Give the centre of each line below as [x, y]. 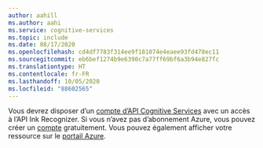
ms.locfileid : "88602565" [50, 89]
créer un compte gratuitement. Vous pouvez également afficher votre [120, 128]
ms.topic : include [38, 37]
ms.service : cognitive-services [61, 30]
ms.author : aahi [35, 23]
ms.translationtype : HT [47, 67]
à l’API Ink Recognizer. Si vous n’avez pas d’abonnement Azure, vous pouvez [132, 120]
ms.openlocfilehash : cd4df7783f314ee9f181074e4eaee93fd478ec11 [114, 52]
